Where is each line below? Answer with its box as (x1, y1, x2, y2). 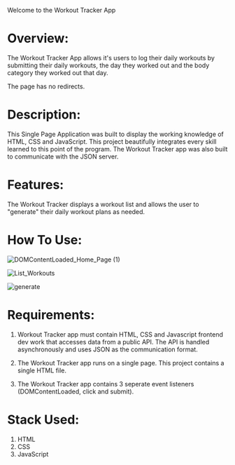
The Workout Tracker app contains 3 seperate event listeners (17, 379, 194, 388)
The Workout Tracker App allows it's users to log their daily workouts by (7, 53, 215, 62)
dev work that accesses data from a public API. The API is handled (17, 337, 210, 346)
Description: (7, 107, 81, 123)
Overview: (7, 31, 69, 46)
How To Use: (7, 232, 83, 248)
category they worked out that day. (7, 68, 108, 76)
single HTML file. (17, 366, 67, 375)
